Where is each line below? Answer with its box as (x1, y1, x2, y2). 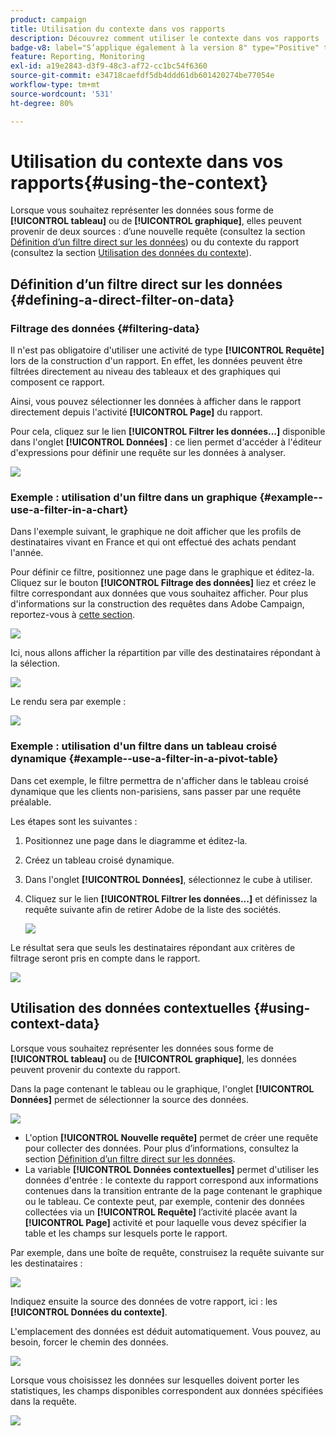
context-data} (10, 1016, 100, 1033)
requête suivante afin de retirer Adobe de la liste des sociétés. (24, 903, 282, 915)
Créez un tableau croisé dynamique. (24, 854, 175, 866)
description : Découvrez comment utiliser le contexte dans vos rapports (10, 33, 320, 43)
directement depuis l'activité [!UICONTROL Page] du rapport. (10, 406, 263, 418)
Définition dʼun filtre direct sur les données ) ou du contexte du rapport (10, 236, 300, 248)
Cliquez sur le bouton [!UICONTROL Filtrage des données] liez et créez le (10, 577, 317, 589)
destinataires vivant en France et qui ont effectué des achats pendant (10, 536, 297, 548)
